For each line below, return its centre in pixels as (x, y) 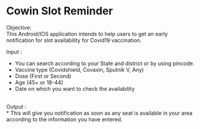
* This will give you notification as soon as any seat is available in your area (99, 113)
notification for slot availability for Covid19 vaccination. (74, 40)
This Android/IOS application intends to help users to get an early (87, 33)
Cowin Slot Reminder (59, 11)
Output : (16, 106)
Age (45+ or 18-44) (39, 82)
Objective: (19, 27)
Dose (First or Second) (43, 76)
